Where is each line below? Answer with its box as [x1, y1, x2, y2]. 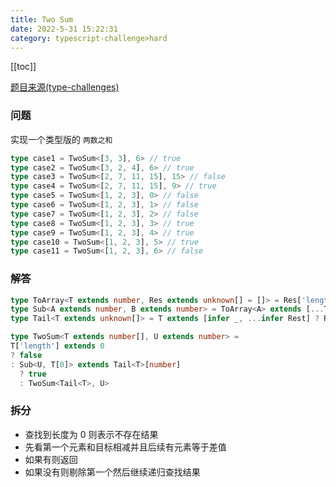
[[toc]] [10, 61, 37, 73]
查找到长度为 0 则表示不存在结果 [24, 428, 159, 440]
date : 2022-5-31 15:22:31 [10, 24, 118, 34]
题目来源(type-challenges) [10, 81, 120, 93]
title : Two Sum [10, 14, 74, 25]
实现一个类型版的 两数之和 [10, 133, 113, 145]
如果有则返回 [24, 453, 78, 465]
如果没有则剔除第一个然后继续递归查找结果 [24, 466, 201, 478]
